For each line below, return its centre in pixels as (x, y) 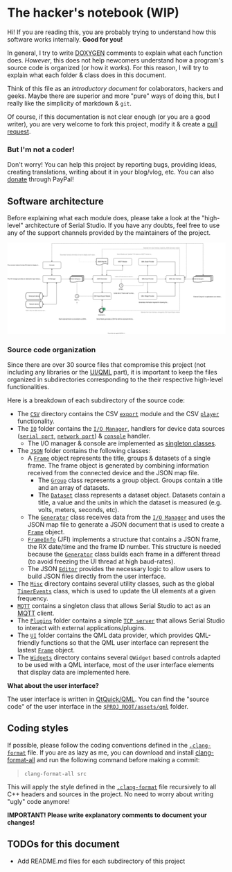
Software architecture (55, 201)
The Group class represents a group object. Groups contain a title (130, 480)
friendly (28, 643)
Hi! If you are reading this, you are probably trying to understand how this (112, 32)
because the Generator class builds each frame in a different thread (124, 554)
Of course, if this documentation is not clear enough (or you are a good (109, 117)
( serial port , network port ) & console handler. (84, 436)
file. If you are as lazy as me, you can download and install (110, 752)
